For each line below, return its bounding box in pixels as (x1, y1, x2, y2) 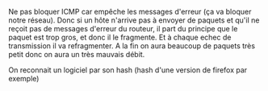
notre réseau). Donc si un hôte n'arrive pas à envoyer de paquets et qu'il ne (8, 15, 260, 25)
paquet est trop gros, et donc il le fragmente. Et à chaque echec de (8, 32, 232, 42)
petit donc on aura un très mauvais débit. (8, 50, 145, 59)
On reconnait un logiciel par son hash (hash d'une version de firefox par (8, 65, 248, 75)
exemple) (8, 74, 40, 83)
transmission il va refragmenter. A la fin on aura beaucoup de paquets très (8, 41, 256, 51)
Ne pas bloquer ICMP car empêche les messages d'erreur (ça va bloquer (8, 7, 252, 16)
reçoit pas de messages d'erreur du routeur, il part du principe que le (8, 24, 238, 33)
